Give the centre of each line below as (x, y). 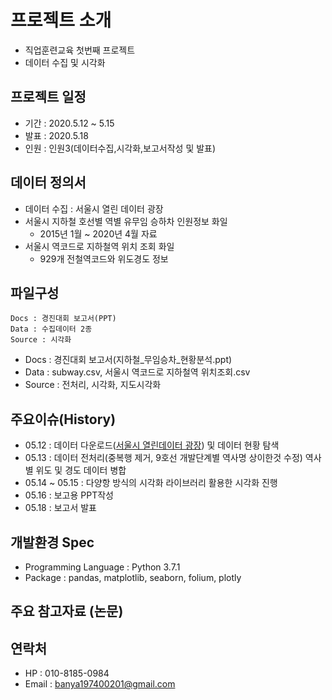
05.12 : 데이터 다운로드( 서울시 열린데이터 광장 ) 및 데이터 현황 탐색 (152, 445)
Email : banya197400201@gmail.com (100, 684)
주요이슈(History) (63, 419)
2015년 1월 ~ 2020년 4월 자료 (98, 233)
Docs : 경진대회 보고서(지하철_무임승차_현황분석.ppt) (128, 360)
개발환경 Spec (52, 542)
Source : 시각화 (41, 340)
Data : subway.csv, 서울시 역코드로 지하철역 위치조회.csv (137, 372)
